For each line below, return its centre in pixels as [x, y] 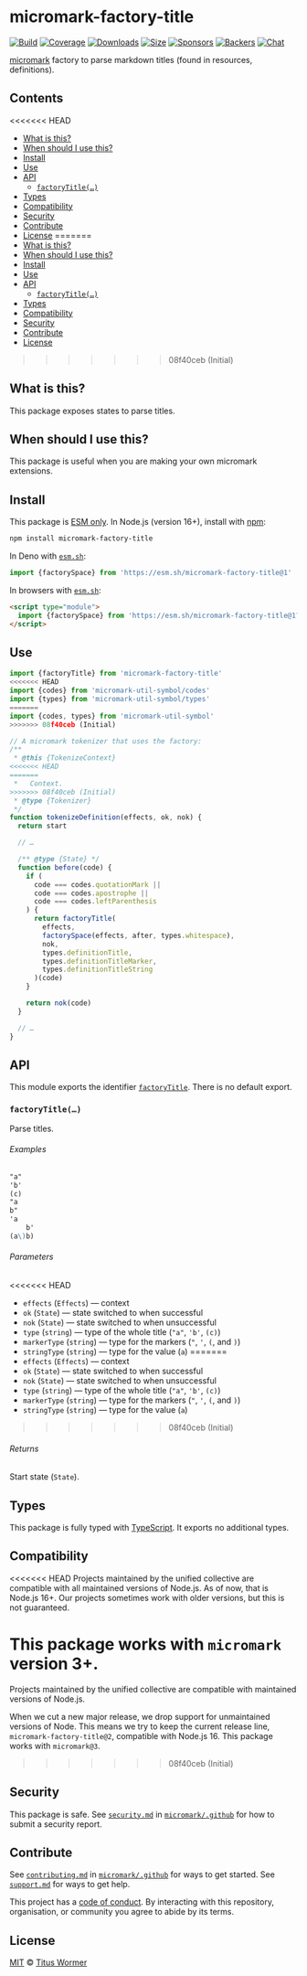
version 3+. [54, 1664]
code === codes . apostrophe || [91, 893]
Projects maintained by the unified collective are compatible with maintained [153, 1689]
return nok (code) [59, 1003]
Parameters [32, 1257]
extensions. [31, 471]
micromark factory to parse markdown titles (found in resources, [131, 59]
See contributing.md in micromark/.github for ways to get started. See [143, 1875]
